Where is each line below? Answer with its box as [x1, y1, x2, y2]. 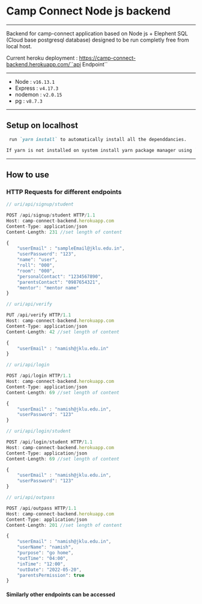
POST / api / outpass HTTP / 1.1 [6, 505, 77, 511]
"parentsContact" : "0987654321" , [17, 279, 101, 285]
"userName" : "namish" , [17, 544, 74, 550]
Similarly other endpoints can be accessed [6, 591, 115, 598]
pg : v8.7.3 [14, 97, 43, 104]
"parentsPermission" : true [17, 572, 85, 578]
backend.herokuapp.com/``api [6, 60, 81, 68]
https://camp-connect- [79, 54, 136, 61]
